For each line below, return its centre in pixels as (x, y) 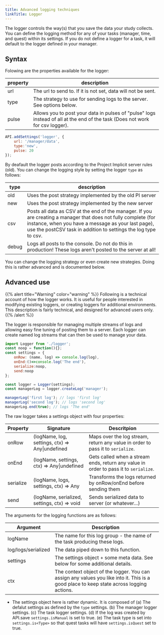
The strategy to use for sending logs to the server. (91, 99)
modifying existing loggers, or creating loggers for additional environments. (81, 304)
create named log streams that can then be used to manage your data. (76, 335)
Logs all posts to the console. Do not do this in (80, 244)
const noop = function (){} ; (34, 348)
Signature (59, 428)
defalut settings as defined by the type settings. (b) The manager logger (84, 607)
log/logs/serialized (29, 549)
